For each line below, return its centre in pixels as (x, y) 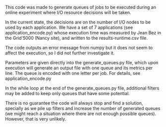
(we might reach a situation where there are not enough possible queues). (81, 114)
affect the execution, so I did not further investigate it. (60, 53)
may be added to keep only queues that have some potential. (67, 93)
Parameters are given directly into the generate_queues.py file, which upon (82, 63)
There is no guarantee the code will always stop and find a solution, (74, 103)
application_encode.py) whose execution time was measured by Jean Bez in (83, 33)
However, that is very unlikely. (36, 119)
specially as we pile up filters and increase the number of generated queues (83, 108)
